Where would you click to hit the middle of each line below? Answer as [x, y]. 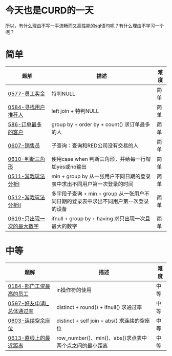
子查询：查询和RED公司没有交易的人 [95, 145]
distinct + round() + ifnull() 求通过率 [99, 307]
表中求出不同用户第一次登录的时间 [93, 184]
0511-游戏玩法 [26, 176]
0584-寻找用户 [26, 107]
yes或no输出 [72, 166]
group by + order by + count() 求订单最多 [101, 124]
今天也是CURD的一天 [49, 11]
